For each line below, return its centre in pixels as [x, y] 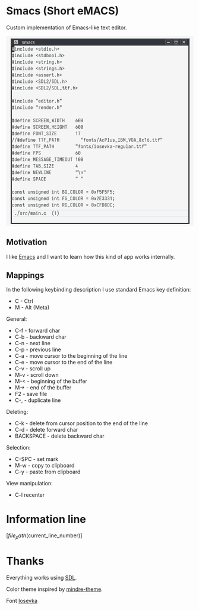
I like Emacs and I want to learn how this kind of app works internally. [91, 256]
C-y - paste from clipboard [48, 472]
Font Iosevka [22, 600]
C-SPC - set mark [37, 459]
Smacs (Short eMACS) [63, 11]
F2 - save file [31, 394]
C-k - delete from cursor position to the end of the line [81, 423]
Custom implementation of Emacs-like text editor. [67, 27]
